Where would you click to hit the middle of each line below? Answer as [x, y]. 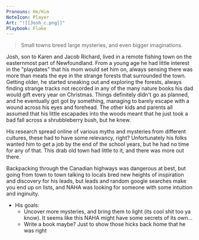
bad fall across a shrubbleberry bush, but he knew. [69, 120]
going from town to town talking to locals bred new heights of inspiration [95, 175]
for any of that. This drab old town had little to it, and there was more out [95, 151]
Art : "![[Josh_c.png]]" [36, 23]
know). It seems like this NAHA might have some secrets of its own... [108, 218]
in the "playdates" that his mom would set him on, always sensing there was [99, 70]
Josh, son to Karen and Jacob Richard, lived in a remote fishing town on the [99, 57]
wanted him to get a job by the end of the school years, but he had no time [98, 144]
